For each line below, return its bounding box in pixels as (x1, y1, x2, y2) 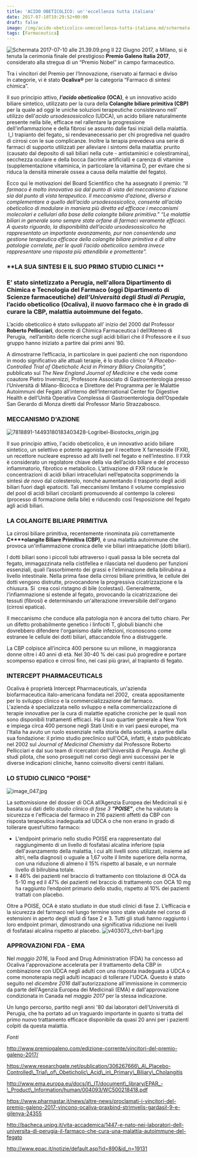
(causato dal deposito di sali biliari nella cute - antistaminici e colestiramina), (6, 150, 191, 157)
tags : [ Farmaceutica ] (6, 30, 60, 36)
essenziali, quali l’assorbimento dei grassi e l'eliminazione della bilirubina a (6, 566, 186, 573)
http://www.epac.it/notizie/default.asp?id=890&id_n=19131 (6, 1145, 148, 1152)
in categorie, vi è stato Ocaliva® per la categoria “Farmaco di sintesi (6, 77, 171, 84)
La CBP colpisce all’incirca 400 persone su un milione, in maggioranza (6, 645, 177, 652)
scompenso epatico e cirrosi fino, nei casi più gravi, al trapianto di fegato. (6, 657, 184, 664)
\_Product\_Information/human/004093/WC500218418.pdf (6, 1086, 148, 1093)
